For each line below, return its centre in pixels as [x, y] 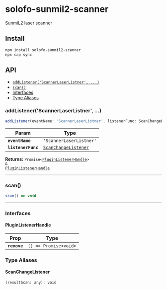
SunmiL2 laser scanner [29, 23]
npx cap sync [19, 55]
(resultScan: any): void [31, 282]
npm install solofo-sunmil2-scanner [43, 50]
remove [15, 246]
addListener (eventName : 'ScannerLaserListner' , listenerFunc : [71, 121]
